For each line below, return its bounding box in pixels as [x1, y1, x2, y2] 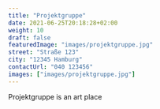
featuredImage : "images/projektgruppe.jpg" [8, 41, 154, 49]
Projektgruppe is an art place [8, 92, 102, 101]
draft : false [8, 33, 51, 42]
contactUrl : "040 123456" [8, 63, 93, 71]
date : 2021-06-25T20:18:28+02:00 [8, 19, 118, 27]
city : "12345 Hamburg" [8, 56, 83, 64]
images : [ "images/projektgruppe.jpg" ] [8, 70, 136, 78]
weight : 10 [8, 26, 44, 34]
